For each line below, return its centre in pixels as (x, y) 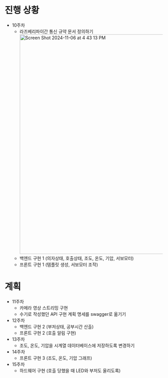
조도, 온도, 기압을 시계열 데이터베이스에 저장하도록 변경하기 (77, 345)
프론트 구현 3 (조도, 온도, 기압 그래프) (56, 358)
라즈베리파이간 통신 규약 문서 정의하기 (56, 31)
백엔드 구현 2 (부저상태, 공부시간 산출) (56, 326)
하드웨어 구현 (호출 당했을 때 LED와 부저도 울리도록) (70, 370)
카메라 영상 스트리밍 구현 (44, 308)
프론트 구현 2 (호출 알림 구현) (48, 333)
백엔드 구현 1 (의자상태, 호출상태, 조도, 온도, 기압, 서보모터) (76, 258)
